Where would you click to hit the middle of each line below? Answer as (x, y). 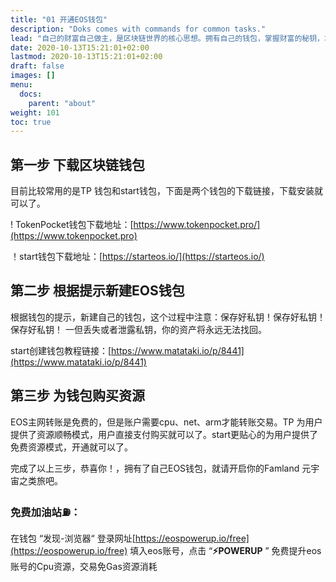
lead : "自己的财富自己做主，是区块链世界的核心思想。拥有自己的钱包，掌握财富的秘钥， (167, 38)
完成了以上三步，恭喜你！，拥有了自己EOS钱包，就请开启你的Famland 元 (161, 468)
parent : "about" (62, 103)
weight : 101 (35, 112)
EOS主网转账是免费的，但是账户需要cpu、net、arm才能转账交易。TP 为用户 (166, 422)
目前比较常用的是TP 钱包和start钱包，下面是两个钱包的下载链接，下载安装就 (166, 191)
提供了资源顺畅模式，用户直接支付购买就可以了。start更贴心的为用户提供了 (164, 434)
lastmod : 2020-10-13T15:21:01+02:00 (86, 57)
